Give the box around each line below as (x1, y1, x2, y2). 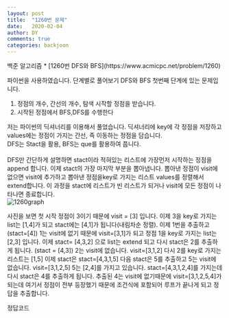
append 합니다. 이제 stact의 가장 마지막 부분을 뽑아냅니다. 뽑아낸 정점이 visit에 (7, 164, 218, 172)
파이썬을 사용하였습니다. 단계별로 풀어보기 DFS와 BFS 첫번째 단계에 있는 (7, 76, 200, 84)
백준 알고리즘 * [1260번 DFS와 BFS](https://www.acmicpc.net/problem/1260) (7, 62, 221, 69)
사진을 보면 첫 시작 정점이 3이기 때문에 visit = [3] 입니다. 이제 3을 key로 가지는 (7, 212, 217, 220)
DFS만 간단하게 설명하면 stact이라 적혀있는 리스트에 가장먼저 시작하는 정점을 (7, 156, 213, 163)
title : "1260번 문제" (7, 16, 68, 23)
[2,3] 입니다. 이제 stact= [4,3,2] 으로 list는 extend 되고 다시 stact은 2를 (7, 238, 200, 246)
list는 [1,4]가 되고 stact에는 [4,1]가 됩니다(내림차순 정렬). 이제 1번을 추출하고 (7, 220, 210, 229)
